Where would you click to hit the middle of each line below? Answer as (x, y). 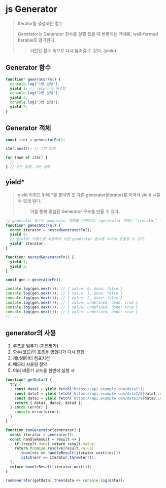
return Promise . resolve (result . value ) (54, 448)
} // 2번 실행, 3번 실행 (28, 167)
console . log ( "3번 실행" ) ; (35, 102)
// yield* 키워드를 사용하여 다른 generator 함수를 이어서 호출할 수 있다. (78, 239)
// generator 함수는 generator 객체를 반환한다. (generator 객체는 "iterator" (82, 221)
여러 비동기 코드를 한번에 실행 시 (44, 370)
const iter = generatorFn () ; (35, 140)
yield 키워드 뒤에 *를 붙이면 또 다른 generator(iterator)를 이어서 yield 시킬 (89, 195)
